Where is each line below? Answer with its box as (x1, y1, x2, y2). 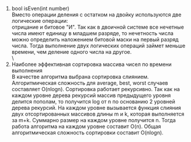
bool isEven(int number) (11, 5, 70, 12)
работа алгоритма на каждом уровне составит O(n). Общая (11, 123, 162, 130)
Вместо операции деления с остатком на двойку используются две (11, 11, 182, 18)
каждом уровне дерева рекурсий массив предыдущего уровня (11, 92, 171, 99)
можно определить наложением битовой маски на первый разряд (11, 36, 179, 43)
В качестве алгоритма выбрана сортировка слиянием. (11, 73, 149, 80)
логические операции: (11, 18, 68, 24)
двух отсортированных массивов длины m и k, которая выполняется (11, 110, 185, 117)
